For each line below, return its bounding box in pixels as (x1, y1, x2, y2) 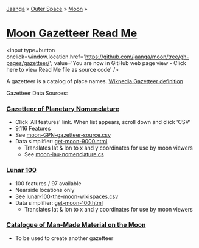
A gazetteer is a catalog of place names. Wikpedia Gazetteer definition (6, 77, 184, 84)
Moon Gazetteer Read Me (6, 27, 138, 40)
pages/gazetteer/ (6, 59, 50, 66)
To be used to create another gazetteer (15, 234, 114, 242)
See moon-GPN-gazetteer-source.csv (15, 131, 111, 139)
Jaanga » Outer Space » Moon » (6, 5, 88, 12)
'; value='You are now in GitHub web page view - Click (49, 59, 187, 66)
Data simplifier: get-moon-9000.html (15, 138, 108, 145)
